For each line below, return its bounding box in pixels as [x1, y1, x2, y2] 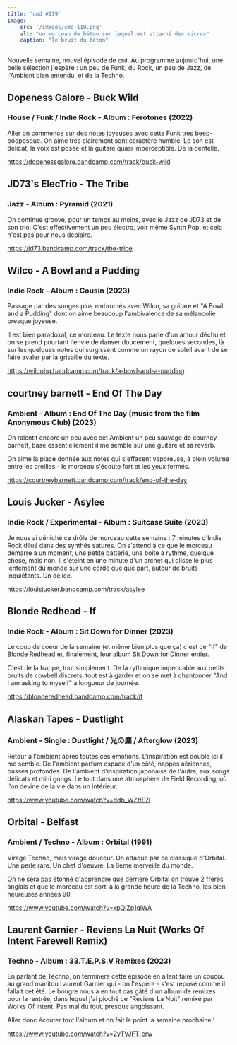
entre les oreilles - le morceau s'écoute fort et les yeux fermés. [7, 462, 190, 470]
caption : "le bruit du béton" [20, 37, 109, 44]
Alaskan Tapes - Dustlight [7, 713, 123, 725]
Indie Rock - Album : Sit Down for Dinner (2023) [7, 626, 174, 636]
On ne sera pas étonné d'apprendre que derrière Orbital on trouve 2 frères [7, 875, 224, 883]
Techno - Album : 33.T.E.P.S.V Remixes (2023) [7, 956, 171, 966]
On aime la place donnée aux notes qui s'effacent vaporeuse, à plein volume [7, 454, 230, 463]
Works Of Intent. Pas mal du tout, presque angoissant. [7, 1002, 164, 1011]
